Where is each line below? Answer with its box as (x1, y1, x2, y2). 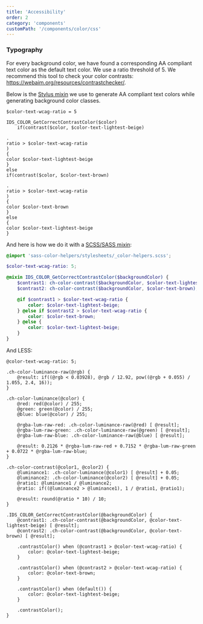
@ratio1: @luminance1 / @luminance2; (17, 480, 112, 486)
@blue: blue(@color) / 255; (17, 411, 88, 417)
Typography (6, 46, 43, 54)
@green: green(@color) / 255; (17, 406, 94, 412)
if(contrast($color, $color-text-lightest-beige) (17, 125, 145, 131)
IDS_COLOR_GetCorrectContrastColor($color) (6, 119, 118, 125)
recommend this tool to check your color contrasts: (6, 72, 134, 79)
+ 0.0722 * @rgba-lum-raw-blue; (6, 448, 88, 454)
